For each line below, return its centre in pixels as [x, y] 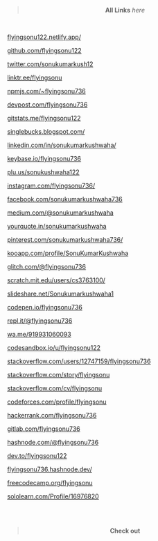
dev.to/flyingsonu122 [37, 456]
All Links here [125, 10]
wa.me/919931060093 [39, 334]
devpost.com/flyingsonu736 [47, 105]
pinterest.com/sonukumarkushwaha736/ [65, 239]
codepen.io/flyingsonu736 [45, 307]
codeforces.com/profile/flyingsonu [57, 402]
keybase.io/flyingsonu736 [44, 159]
